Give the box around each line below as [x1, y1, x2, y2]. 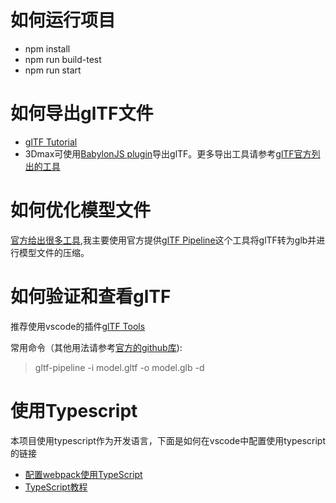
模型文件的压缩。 [18, 246, 90, 258]
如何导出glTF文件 [10, 102, 154, 125]
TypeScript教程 [24, 481, 88, 493]
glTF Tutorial [24, 136, 78, 148]
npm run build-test [24, 53, 102, 65]
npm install [24, 42, 71, 55]
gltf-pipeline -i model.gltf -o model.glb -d [34, 361, 205, 373]
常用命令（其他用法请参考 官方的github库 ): [10, 341, 183, 353]
